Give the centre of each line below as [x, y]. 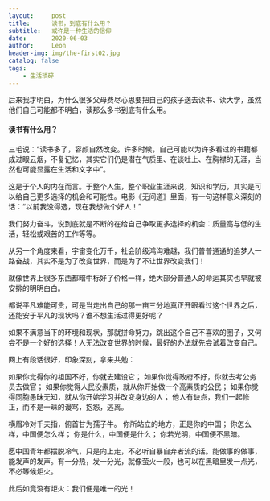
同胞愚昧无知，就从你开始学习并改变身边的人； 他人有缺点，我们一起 [129, 396]
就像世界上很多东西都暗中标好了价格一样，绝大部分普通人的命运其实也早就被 [135, 278]
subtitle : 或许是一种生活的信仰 [60, 31]
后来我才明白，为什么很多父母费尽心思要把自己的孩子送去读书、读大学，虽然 [135, 99]
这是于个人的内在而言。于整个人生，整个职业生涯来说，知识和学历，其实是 [131, 186]
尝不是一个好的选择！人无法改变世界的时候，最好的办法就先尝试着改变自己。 [135, 342]
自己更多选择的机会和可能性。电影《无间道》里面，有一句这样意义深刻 [138, 196]
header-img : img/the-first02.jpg [64, 53]
